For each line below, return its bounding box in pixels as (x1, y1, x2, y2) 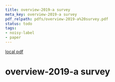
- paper (5, 35, 21, 40)
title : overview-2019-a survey (5, 7, 70, 12)
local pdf (5, 48, 23, 55)
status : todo (5, 21, 32, 26)
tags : (5, 26, 16, 31)
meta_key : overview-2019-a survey (5, 12, 77, 17)
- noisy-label (5, 30, 35, 35)
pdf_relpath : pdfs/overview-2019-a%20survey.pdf (5, 16, 108, 21)
